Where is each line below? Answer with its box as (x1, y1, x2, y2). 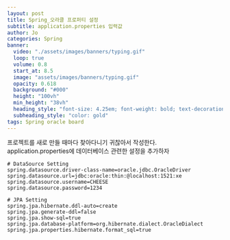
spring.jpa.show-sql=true (7, 214, 81, 221)
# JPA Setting (7, 196, 48, 203)
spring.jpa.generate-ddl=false (7, 208, 97, 215)
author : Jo (7, 29, 38, 36)
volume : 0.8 (13, 61, 48, 68)
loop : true (13, 55, 44, 62)
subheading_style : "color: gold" (13, 112, 109, 119)
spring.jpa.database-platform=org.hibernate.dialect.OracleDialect (7, 220, 204, 227)
